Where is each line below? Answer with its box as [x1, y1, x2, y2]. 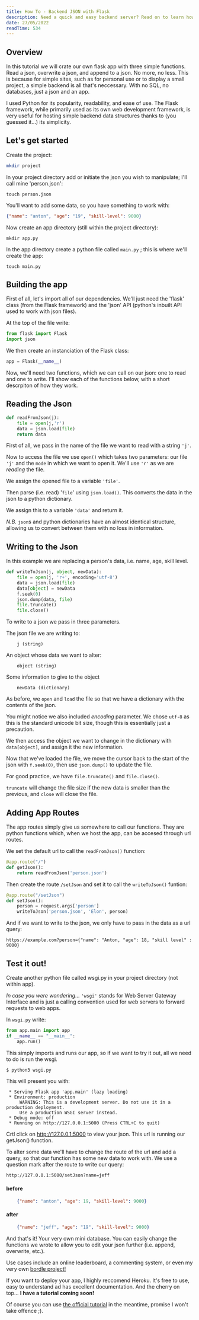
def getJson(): [6, 864, 44, 870]
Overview [6, 47, 43, 57]
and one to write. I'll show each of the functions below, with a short [6, 376, 170, 383]
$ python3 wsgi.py [6, 1067, 52, 1073]
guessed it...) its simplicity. [6, 119, 71, 126]
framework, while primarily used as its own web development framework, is [6, 106, 191, 113]
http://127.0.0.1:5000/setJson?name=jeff [6, 1172, 110, 1178]
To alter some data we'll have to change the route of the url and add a [6, 1148, 176, 1156]
